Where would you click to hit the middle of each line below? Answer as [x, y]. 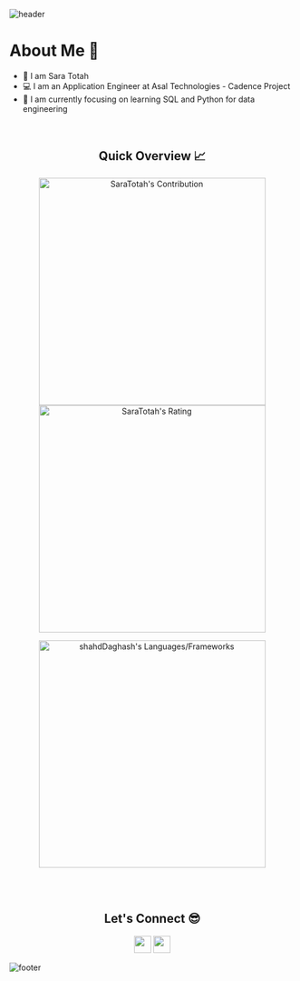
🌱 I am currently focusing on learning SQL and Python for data [139, 99]
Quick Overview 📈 [152, 156]
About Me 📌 [54, 51]
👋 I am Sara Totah [55, 75]
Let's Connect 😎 [152, 919]
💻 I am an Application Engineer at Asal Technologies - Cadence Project [156, 85]
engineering [45, 108]
